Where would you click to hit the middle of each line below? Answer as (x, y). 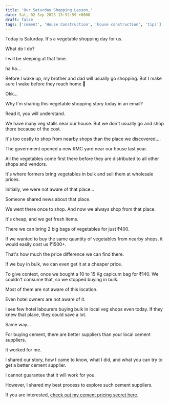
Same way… (18, 325)
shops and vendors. (26, 164)
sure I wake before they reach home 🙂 (46, 84)
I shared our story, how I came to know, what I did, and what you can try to (84, 360)
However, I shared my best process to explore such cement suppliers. (79, 385)
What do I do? (20, 49)
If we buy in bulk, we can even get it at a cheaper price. (64, 264)
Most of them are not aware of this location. (51, 289)
